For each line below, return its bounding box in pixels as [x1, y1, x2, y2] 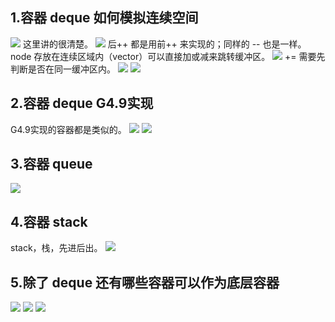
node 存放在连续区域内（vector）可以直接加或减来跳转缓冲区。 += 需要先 [10, 50, 326, 62]
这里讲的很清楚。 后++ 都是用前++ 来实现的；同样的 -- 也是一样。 [22, 38, 307, 50]
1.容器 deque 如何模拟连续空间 [10, 9, 199, 27]
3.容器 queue [10, 156, 93, 173]
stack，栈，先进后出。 [10, 242, 103, 254]
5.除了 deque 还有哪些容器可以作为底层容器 [10, 274, 280, 291]
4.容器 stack [10, 213, 88, 230]
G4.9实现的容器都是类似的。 [10, 123, 127, 135]
